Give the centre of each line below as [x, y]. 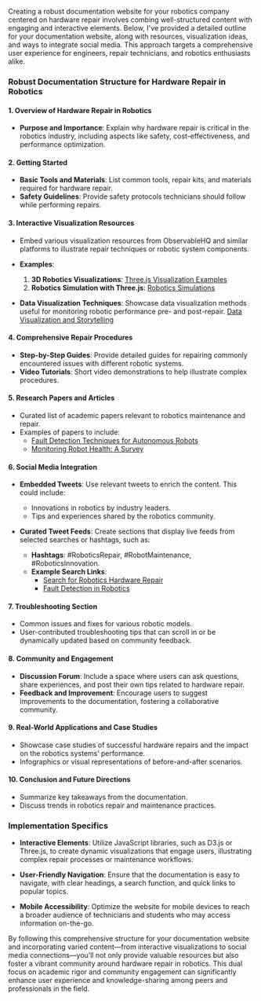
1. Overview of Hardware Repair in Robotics [80, 110]
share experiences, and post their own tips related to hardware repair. [132, 684]
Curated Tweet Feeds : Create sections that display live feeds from [127, 532]
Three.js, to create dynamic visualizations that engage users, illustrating [136, 851]
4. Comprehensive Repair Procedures [71, 338]
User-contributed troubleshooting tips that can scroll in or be [118, 632]
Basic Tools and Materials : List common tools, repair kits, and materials [136, 180]
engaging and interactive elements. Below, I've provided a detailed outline [127, 28]
